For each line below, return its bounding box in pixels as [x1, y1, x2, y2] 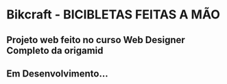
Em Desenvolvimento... [6, 68, 108, 79]
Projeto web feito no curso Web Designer [6, 34, 186, 46]
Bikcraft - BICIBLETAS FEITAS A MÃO [6, 7, 220, 23]
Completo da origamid [6, 44, 104, 56]
